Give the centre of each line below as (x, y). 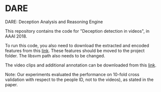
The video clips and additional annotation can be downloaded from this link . (81, 65)
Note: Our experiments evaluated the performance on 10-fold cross (72, 74)
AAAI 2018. (16, 36)
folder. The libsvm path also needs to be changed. (55, 55)
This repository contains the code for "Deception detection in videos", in (77, 31)
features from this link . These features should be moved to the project (75, 51)
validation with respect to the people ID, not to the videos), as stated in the (79, 79)
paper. (11, 84)
